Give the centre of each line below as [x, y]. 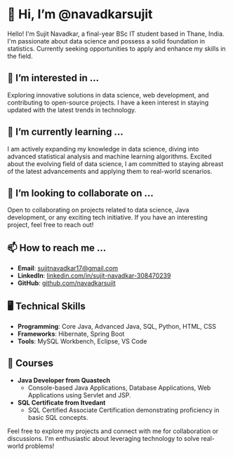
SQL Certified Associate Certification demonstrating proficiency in [124, 410]
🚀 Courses [31, 363]
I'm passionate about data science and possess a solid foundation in [106, 41]
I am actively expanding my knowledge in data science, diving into [103, 149]
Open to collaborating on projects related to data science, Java [98, 210]
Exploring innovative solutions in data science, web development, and [108, 95]
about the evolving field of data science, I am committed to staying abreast [115, 163]
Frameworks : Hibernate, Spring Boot [71, 334]
